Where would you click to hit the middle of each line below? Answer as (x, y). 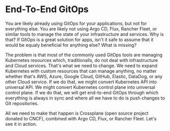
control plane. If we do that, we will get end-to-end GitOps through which (82, 92)
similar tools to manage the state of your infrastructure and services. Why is (84, 34)
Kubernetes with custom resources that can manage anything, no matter (81, 71)
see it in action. (21, 124)
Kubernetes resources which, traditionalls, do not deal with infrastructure (82, 60)
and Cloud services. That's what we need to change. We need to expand (81, 65)
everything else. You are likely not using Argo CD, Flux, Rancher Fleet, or (81, 28)
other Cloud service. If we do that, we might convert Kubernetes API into (81, 82)
